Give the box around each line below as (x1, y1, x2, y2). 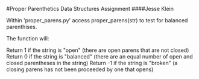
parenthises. (6, 24, 37, 30)
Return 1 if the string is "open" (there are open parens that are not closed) (6, 46, 189, 54)
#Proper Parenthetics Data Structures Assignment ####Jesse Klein (6, 5, 174, 12)
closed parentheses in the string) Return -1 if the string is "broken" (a (6, 60, 178, 66)
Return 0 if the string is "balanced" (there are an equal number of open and (6, 53, 193, 60)
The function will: (6, 35, 49, 42)
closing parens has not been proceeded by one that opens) (6, 66, 154, 73)
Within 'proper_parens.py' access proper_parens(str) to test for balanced (6, 17, 188, 24)
